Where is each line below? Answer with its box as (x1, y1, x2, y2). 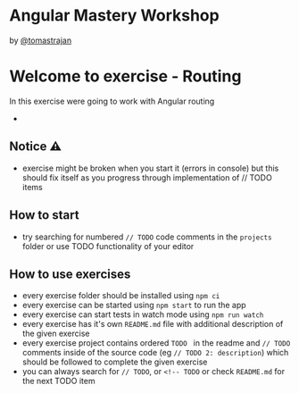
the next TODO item (21, 376, 96, 387)
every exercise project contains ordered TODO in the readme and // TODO (21, 338, 291, 348)
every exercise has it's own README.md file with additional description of (21, 319, 284, 330)
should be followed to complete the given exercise (21, 356, 208, 367)
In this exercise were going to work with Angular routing (9, 96, 215, 106)
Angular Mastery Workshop (9, 5, 220, 26)
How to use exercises (9, 266, 131, 281)
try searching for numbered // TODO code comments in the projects (21, 231, 272, 242)
